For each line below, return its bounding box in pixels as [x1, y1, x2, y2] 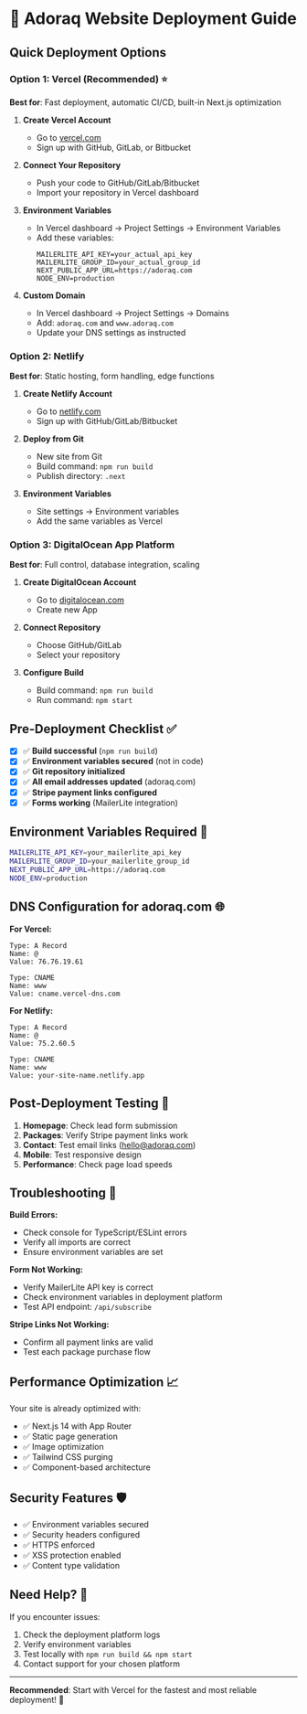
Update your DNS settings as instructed [36, 326, 186, 337]
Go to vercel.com [36, 132, 102, 143]
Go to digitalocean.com [36, 594, 125, 606]
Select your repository [36, 649, 121, 661]
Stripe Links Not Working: [9, 1319, 110, 1330]
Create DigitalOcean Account [22, 577, 137, 588]
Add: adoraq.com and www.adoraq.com [36, 317, 174, 328]
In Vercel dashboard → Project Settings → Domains [36, 307, 230, 318]
